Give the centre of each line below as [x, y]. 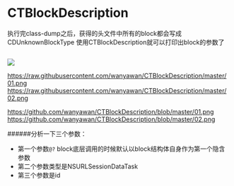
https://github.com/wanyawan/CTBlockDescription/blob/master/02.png [111, 119]
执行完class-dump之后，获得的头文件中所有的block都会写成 [95, 33]
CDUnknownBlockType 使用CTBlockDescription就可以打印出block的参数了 [116, 42]
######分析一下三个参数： [47, 134]
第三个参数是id [39, 175]
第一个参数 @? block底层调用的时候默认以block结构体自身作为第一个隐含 [121, 149]
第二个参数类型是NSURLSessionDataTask [78, 166]
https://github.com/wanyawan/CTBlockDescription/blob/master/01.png [111, 111]
